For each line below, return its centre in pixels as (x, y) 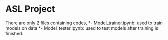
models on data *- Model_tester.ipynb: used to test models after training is (82, 28)
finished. (14, 33)
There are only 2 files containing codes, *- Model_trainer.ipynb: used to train (84, 23)
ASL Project (30, 9)
